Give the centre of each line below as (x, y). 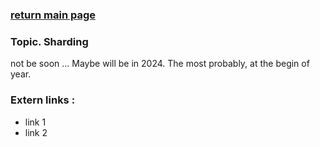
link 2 (36, 132)
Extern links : (43, 100)
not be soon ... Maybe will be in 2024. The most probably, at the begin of (160, 64)
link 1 (35, 122)
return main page (53, 15)
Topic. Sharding (49, 41)
